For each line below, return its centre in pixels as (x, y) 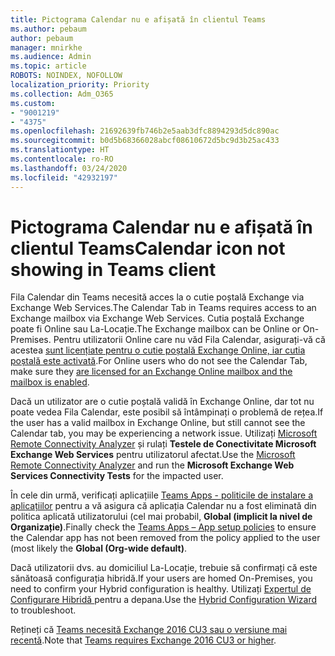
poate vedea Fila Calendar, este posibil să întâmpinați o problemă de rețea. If (167, 412)
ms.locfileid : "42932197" (64, 177)
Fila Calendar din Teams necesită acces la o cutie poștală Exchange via (157, 297)
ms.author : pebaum (48, 29)
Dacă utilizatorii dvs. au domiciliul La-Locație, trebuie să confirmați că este (164, 568)
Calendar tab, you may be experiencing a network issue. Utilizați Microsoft (164, 433)
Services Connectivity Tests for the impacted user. (117, 476)
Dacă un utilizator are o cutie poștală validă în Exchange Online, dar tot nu (162, 402)
